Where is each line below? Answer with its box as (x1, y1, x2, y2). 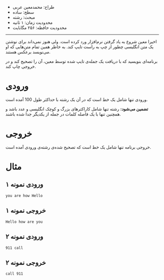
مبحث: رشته (12, 15, 36, 20)
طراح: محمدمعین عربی (12, 4, 55, 10)
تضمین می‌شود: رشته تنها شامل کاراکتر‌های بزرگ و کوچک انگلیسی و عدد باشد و (5, 106, 148, 112)
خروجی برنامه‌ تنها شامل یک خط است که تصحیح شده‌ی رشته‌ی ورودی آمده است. (5, 144, 151, 150)
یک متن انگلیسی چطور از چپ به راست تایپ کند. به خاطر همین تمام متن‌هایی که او (5, 44, 154, 49)
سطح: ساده (12, 9, 35, 15)
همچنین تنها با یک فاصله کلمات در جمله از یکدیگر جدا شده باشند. (5, 111, 121, 117)
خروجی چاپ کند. (5, 64, 36, 69)
